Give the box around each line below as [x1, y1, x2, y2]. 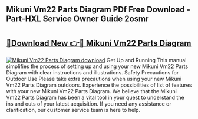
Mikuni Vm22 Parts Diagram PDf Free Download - [6, 5, 190, 15]
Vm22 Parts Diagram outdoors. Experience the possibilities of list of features [6, 81, 192, 89]
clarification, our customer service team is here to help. [6, 107, 140, 113]
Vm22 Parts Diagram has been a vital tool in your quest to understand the [6, 94, 184, 101]
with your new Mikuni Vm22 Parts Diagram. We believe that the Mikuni [6, 88, 177, 94]
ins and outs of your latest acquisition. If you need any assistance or [6, 100, 172, 107]
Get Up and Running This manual [106, 57, 187, 63]
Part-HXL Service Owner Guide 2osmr [6, 14, 149, 24]
